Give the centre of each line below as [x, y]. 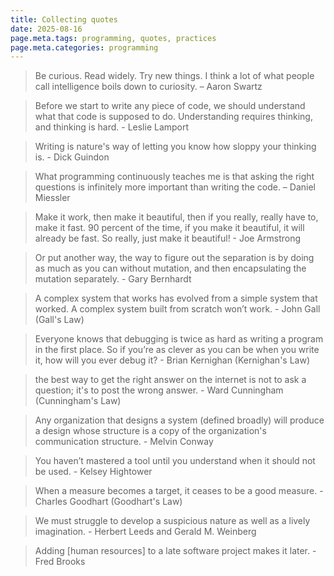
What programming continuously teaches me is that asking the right [174, 177]
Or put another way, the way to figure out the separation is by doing [174, 258]
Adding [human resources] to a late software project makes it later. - [175, 551]
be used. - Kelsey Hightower [93, 472]
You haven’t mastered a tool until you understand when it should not [175, 461]
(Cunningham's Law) [78, 401]
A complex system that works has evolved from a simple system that [176, 298]
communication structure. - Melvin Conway [124, 442]
